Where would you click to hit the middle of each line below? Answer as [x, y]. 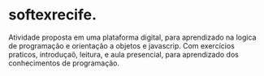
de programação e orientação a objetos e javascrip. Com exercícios [122, 45]
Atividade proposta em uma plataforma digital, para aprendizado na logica [132, 37]
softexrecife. [53, 15]
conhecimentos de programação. [64, 63]
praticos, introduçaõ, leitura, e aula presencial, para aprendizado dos [124, 54]
